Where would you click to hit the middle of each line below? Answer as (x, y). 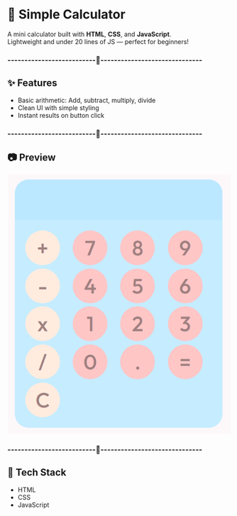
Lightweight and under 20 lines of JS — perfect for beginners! (98, 41)
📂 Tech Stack (37, 472)
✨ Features (32, 83)
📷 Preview (32, 157)
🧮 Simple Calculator (66, 15)
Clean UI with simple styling (58, 108)
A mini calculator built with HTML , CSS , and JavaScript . (89, 34)
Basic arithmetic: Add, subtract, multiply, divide (87, 100)
